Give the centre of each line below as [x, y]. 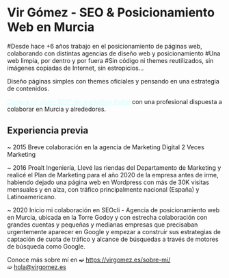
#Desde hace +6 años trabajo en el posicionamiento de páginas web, [105, 46]
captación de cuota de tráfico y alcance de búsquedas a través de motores [113, 239]
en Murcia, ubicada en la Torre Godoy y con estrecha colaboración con [107, 217]
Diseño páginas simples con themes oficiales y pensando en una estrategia [113, 81]
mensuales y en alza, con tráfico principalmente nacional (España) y [103, 189]
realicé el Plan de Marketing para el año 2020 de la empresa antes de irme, [113, 175]
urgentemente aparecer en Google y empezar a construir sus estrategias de [114, 231]
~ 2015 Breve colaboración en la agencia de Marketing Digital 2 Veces [106, 147]
